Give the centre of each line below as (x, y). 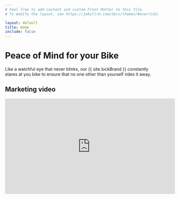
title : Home (17, 27)
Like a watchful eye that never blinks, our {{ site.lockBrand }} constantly (77, 69)
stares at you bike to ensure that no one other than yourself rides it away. (78, 74)
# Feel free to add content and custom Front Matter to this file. (75, 9)
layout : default (21, 23)
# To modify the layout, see (34, 14)
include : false (20, 32)
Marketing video (30, 89)
